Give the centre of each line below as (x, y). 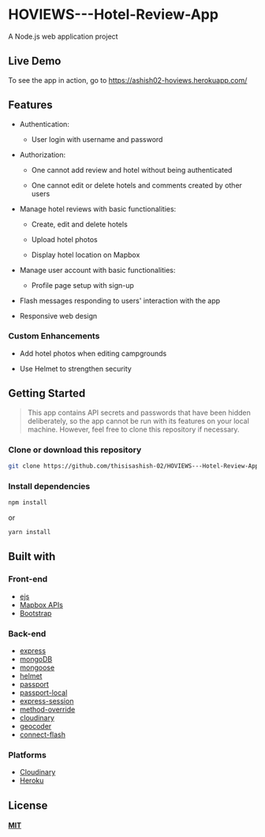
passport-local (43, 693)
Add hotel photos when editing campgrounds (93, 353)
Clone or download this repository (75, 450)
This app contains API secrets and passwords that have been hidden (139, 413)
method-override (47, 709)
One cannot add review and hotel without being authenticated (132, 170)
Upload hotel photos (64, 239)
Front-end (28, 579)
